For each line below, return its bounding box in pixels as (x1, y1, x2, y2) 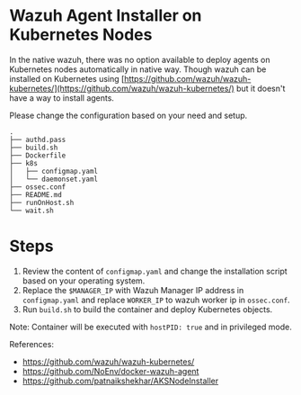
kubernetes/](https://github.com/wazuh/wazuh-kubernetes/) (9, 83, 235, 94)
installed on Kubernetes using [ (9, 73, 125, 84)
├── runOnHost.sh (9, 198, 75, 207)
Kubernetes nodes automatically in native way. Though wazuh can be (9, 64, 267, 75)
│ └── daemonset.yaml (9, 175, 99, 184)
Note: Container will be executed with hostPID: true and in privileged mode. (9, 321, 292, 332)
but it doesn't (236, 83, 286, 94)
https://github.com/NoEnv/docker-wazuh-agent (22, 365, 199, 376)
